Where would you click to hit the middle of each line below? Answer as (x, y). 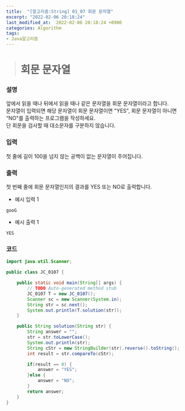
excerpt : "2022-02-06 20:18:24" (46, 17)
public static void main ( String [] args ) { (69, 283)
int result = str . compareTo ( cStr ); (71, 353)
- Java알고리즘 (22, 39)
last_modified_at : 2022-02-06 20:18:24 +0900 (64, 22)
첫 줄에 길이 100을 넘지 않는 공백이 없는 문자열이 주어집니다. (74, 156)
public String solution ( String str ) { (64, 326)
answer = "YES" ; (57, 370)
